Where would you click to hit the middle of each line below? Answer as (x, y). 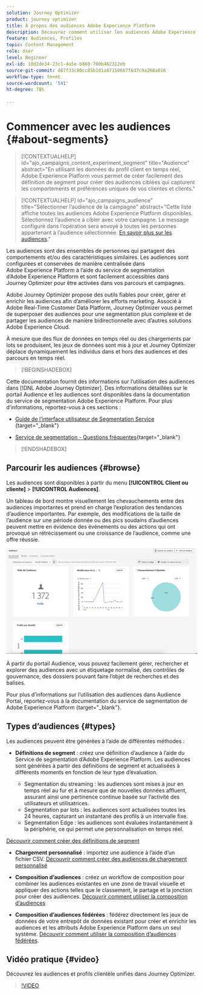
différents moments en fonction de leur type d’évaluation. (86, 772)
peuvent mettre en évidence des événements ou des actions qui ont (91, 526)
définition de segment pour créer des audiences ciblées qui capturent (108, 182)
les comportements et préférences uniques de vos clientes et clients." (108, 189)
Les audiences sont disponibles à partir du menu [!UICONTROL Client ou (97, 483)
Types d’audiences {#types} (61, 727)
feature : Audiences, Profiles (44, 39)
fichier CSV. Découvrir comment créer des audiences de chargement (101, 859)
